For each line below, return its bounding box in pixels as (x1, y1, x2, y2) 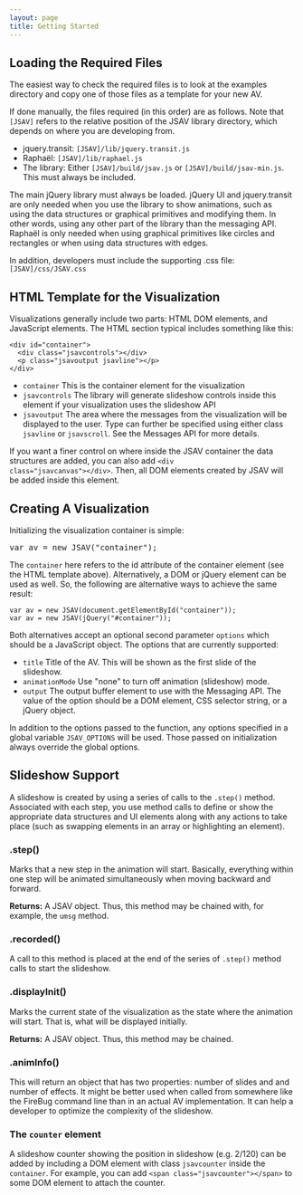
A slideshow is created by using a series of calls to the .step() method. (9, 791, 276, 802)
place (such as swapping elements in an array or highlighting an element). (9, 820, 285, 831)
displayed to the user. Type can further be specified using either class (22, 418, 284, 430)
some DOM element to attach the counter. (9, 1178, 166, 1189)
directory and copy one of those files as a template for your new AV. (9, 89, 263, 100)
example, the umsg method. (9, 911, 109, 922)
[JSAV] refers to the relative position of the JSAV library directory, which (9, 116, 278, 127)
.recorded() (9, 932, 62, 945)
